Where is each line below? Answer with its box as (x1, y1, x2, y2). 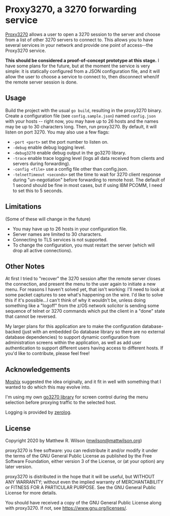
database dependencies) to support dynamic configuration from (5, 334, 140, 340)
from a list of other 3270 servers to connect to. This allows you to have (5, 37, 153, 43)
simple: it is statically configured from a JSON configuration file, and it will (5, 68, 160, 74)
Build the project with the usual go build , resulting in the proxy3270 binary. (5, 107, 162, 113)
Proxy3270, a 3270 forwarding (5, 4, 137, 15)
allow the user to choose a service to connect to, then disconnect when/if (5, 73, 159, 79)
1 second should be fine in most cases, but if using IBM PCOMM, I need (12, 182, 162, 188)
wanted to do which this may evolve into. (5, 384, 91, 390)
